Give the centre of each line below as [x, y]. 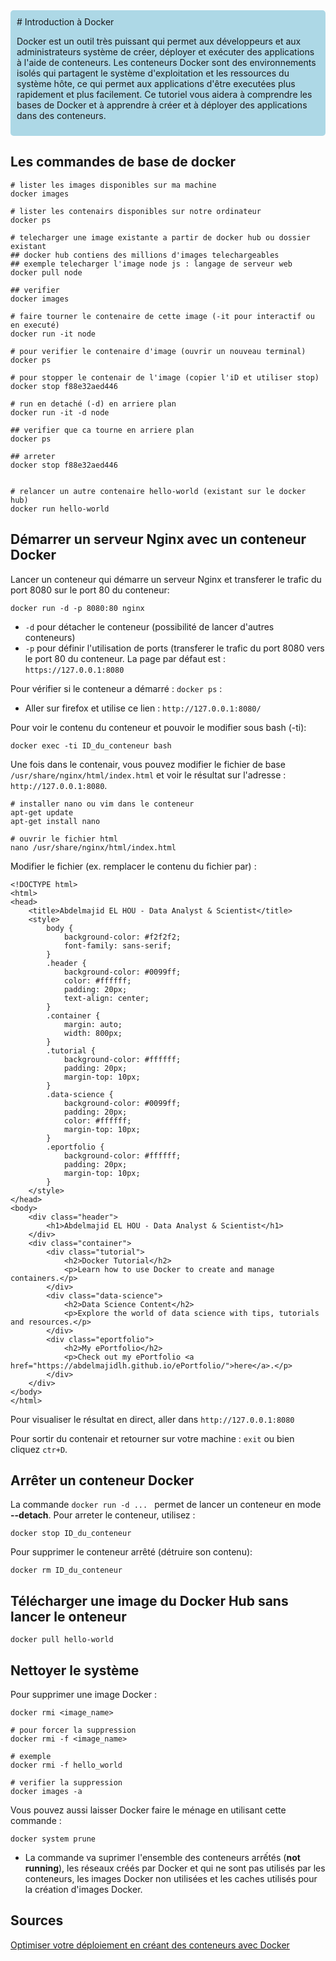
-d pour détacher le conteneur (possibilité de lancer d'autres [149, 626]
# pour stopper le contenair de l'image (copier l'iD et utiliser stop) [165, 377]
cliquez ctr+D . [39, 1449]
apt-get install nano [55, 821]
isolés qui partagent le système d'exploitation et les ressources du [153, 73]
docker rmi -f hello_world [66, 1765]
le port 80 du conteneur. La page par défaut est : [125, 658]
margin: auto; [93, 1024]
